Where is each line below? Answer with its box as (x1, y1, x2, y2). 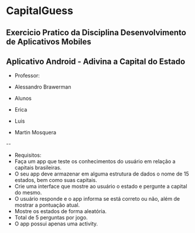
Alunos (14, 95, 32, 102)
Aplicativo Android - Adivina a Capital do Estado (6, 56, 186, 66)
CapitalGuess (6, 4, 73, 18)
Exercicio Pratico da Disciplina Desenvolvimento (6, 28, 186, 38)
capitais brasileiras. (14, 164, 61, 171)
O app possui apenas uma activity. (14, 220, 98, 227)
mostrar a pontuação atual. (14, 201, 80, 209)
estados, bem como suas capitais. (14, 177, 98, 184)
